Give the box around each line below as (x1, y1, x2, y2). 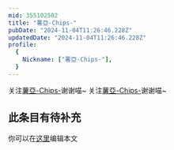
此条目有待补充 (8, 111, 81, 125)
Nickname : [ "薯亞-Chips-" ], (22, 56, 112, 64)
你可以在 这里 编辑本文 (8, 133, 78, 143)
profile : (8, 41, 37, 49)
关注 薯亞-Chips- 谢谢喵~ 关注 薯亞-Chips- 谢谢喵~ (8, 85, 167, 95)
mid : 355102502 (8, 11, 59, 20)
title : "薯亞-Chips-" (8, 19, 78, 27)
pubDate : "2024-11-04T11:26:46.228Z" (8, 26, 133, 34)
